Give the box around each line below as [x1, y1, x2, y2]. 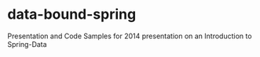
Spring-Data [7, 39, 48, 48]
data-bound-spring [7, 5, 137, 23]
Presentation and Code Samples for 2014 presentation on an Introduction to [7, 31, 252, 41]
